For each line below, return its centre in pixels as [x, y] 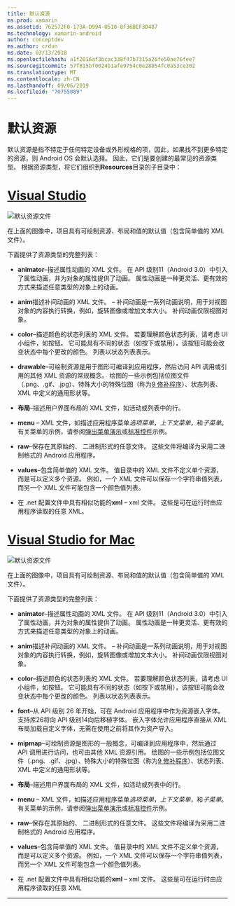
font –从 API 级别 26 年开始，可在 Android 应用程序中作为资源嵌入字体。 [121, 711]
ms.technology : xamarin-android [54, 33]
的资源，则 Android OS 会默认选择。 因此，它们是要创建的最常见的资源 [109, 158]
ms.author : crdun [33, 46]
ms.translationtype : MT [42, 72]
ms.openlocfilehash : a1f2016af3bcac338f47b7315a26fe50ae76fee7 [101, 60]
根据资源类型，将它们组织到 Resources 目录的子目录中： [101, 167]
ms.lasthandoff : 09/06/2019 [48, 85]
